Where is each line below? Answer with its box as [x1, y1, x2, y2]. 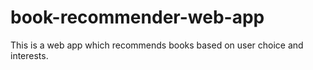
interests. [10, 49, 49, 61]
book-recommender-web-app [10, 6, 265, 29]
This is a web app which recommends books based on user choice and [10, 39, 304, 51]
